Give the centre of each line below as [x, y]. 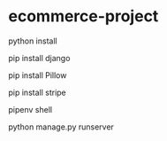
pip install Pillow [38, 75]
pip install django [39, 58]
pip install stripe [38, 92]
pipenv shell [30, 109]
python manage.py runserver [61, 127]
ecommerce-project [83, 16]
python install [33, 41]
